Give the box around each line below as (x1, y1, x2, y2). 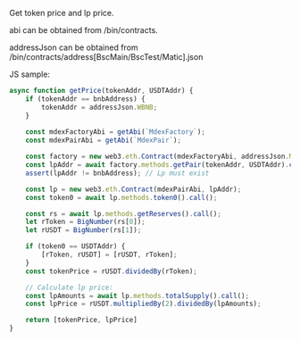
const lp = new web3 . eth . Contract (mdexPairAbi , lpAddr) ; (25, 185, 242, 194)
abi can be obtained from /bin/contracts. (9, 25, 158, 35)
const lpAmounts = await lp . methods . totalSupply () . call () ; (25, 291, 250, 300)
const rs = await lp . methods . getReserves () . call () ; (25, 209, 221, 218)
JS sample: (9, 69, 51, 79)
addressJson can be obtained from (9, 42, 138, 53)
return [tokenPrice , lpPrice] (25, 316, 138, 325)
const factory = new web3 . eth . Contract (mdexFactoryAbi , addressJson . (25, 152, 290, 162)
